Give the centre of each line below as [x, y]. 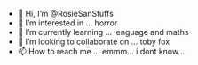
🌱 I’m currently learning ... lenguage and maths [103, 32]
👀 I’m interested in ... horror [67, 23]
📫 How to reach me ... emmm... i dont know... [101, 51]
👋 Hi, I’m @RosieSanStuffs [65, 14]
